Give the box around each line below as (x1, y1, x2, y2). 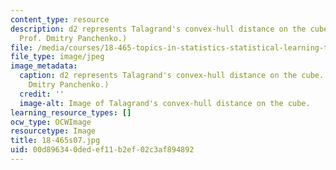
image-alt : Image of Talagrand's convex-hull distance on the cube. (19, 98, 311, 108)
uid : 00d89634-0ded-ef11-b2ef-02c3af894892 (10, 145, 195, 155)
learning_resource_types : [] (10, 107, 132, 118)
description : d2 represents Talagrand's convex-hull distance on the (10, 24, 307, 34)
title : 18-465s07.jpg (10, 136, 101, 146)
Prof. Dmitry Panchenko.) (19, 33, 128, 43)
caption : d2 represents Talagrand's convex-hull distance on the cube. (19, 71, 325, 81)
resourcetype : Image (10, 126, 97, 136)
